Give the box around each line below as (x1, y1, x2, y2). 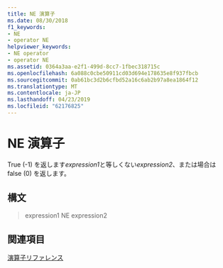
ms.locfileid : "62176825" (7, 103, 84, 110)
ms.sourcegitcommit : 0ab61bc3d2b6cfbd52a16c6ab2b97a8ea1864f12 (7, 76, 199, 84)
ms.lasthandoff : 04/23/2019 (7, 96, 91, 104)
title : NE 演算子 (7, 10, 55, 18)
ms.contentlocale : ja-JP (7, 89, 81, 96)
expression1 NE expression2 (24, 211, 108, 220)
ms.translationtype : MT (7, 83, 78, 90)
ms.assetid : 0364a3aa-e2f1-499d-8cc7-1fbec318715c (7, 63, 161, 70)
